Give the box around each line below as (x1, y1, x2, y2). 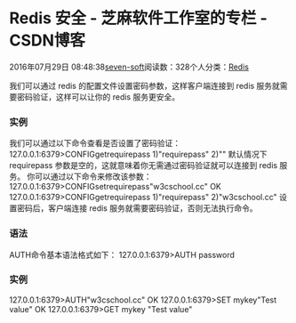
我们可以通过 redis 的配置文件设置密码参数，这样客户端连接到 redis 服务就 (9, 80, 280, 91)
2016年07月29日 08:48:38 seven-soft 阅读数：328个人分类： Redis (9, 61, 249, 72)
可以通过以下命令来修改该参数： (34, 171, 152, 182)
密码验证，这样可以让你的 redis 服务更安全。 (16, 91, 180, 102)
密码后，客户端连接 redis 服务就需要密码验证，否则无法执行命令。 (16, 203, 258, 214)
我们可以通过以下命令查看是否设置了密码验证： (9, 138, 180, 149)
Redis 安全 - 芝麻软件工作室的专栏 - (9, 8, 268, 28)
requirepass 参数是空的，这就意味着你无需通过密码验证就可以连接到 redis (9, 160, 278, 171)
